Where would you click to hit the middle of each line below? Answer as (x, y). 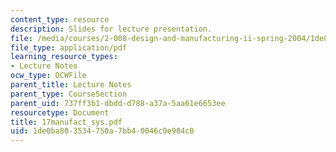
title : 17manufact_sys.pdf (66, 122)
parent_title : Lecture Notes (71, 85)
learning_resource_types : (64, 57)
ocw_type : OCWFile (48, 76)
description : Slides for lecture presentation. (111, 29)
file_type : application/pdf (69, 47)
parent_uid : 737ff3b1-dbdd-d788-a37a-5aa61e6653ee (118, 103)
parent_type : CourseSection (69, 94)
